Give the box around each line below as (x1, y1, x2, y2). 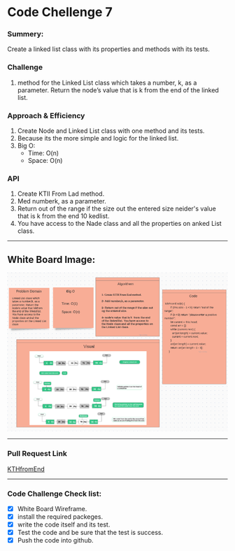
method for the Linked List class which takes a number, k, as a (17, 78, 197, 87)
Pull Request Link (7, 449, 68, 459)
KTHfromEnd (7, 464, 45, 473)
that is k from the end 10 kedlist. (17, 212, 110, 220)
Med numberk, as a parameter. (17, 197, 106, 206)
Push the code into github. (17, 536, 94, 545)
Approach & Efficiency (7, 110, 85, 120)
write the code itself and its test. (17, 520, 111, 529)
